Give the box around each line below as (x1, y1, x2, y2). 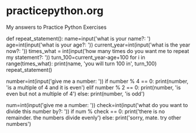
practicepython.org (6, 4, 104, 18)
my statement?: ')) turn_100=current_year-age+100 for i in (6, 54, 145, 61)
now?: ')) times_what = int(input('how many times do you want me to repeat (6, 47, 190, 54)
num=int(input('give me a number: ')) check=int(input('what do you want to (6, 101, 188, 108)
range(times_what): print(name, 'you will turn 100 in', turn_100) (6, 60, 157, 67)
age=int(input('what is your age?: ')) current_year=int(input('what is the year (6, 41, 190, 48)
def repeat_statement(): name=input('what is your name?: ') (6, 35, 151, 42)
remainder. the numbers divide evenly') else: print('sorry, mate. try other (6, 114, 181, 121)
